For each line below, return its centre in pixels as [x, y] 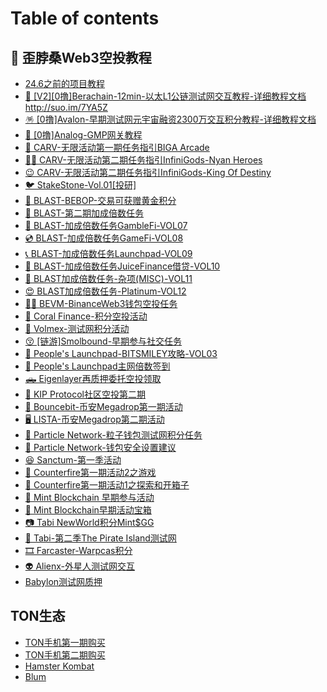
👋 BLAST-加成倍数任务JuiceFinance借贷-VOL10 [122, 266]
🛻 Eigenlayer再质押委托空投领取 [93, 378]
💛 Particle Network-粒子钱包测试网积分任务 [113, 435]
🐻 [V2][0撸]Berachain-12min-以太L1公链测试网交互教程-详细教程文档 [165, 96]
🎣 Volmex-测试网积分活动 [77, 328]
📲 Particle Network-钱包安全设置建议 [100, 447]
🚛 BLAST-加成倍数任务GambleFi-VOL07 [106, 225]
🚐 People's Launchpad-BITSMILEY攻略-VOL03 [121, 353]
